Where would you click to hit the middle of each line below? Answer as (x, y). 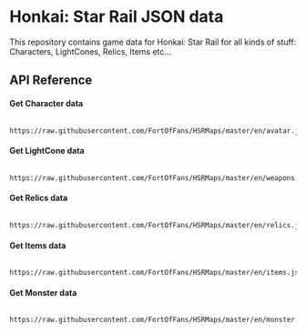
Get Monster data (43, 292)
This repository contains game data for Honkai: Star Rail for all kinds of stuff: (153, 42)
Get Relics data (39, 198)
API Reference (51, 81)
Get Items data (38, 245)
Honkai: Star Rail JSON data (117, 17)
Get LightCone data (47, 151)
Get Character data (46, 103)
